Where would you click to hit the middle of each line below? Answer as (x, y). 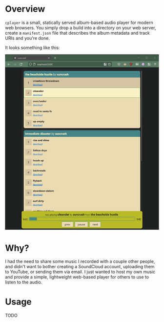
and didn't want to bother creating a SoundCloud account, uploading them (80, 267)
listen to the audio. (24, 282)
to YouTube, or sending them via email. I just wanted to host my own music (80, 272)
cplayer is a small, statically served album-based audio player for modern (79, 22)
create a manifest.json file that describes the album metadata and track (77, 33)
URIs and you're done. (28, 38)
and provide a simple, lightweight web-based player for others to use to (77, 277)
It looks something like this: (32, 47)
